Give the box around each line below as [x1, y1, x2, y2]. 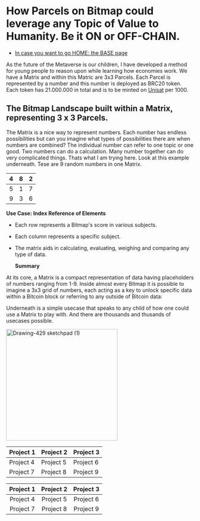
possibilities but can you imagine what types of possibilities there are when [6, 135, 190, 142]
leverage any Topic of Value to [6, 17, 159, 30]
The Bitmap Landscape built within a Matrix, [6, 103, 173, 114]
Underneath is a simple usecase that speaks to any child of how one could [6, 304, 189, 312]
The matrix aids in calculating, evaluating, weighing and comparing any [14, 244, 189, 251]
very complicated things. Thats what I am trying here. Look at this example [6, 154, 189, 161]
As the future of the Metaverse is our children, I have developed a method [6, 61, 187, 68]
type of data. [14, 251, 46, 258]
